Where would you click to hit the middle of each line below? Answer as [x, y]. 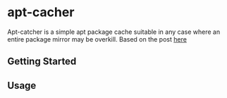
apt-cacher [41, 12]
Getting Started [42, 62]
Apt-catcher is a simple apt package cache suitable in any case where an [114, 32]
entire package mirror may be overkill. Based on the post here [97, 39]
